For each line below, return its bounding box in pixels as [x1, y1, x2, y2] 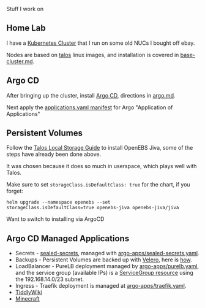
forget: [6, 187, 23, 195]
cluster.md [6, 58, 33, 65]
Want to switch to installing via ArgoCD [6, 215, 105, 223]
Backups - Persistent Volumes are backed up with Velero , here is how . [15, 256, 193, 263]
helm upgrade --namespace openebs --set [6, 199, 111, 206]
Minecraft [15, 295, 40, 302]
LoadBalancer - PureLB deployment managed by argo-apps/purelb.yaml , [15, 263, 199, 270]
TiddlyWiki [15, 288, 42, 296]
